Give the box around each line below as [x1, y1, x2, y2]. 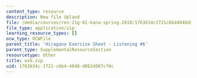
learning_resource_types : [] [6, 30, 77, 36]
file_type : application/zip [6, 25, 75, 31]
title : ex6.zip [6, 57, 43, 63]
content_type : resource [6, 8, 64, 15]
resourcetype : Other [6, 52, 57, 58]
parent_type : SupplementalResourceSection [6, 47, 111, 53]
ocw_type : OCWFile [6, 36, 51, 42]
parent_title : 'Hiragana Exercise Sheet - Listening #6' [6, 42, 148, 48]
